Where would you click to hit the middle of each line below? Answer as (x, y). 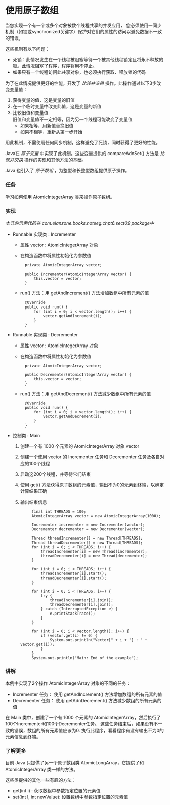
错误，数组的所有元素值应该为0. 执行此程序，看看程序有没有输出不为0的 (89, 730)
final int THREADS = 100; (59, 511)
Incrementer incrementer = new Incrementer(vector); (88, 525)
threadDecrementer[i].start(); (74, 578)
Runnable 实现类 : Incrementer (44, 234)
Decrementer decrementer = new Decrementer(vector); (88, 529)
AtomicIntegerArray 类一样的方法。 (42, 769)
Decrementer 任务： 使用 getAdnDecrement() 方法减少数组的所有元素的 (87, 700)
